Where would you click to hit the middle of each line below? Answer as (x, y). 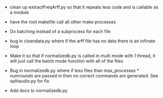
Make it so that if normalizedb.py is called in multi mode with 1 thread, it (82, 56)
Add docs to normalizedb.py (39, 90)
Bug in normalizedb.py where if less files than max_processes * (74, 70)
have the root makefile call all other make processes (63, 22)
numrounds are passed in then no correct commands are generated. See (84, 76)
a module (19, 12)
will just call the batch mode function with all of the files (66, 61)
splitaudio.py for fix (29, 81)
